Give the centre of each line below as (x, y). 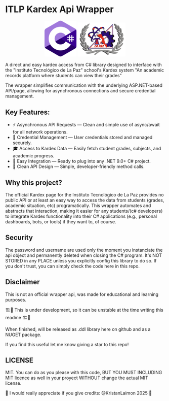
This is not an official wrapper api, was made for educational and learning (82, 294)
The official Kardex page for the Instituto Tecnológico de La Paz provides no (85, 194)
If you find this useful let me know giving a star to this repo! (67, 344)
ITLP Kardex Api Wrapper (59, 9)
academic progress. (33, 156)
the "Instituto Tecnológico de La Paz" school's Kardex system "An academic (85, 70)
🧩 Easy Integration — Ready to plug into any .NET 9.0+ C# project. (81, 161)
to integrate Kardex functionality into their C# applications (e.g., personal (81, 216)
